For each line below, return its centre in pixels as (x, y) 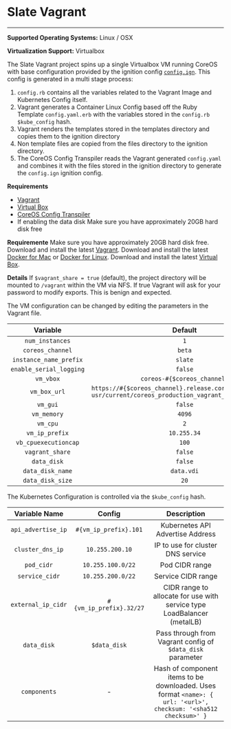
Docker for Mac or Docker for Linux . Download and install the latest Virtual (112, 257)
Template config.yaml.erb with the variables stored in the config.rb (113, 114)
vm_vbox (48, 379)
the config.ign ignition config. (60, 172)
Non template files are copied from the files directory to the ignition (112, 143)
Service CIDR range (186, 576)
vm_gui (47, 405)
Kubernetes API (186, 525)
